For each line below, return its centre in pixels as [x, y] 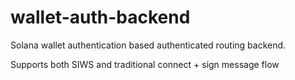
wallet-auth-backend [100, 17]
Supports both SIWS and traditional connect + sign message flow [145, 64]
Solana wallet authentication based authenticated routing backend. [148, 45]
